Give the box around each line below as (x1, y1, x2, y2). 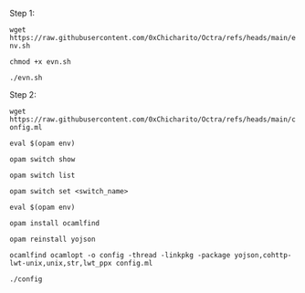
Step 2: (9, 89, 37, 99)
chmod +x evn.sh (9, 58, 71, 67)
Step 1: (9, 8, 35, 18)
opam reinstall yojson (9, 235, 96, 244)
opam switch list (9, 171, 76, 180)
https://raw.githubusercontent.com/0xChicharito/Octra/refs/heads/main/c (9, 115, 297, 124)
